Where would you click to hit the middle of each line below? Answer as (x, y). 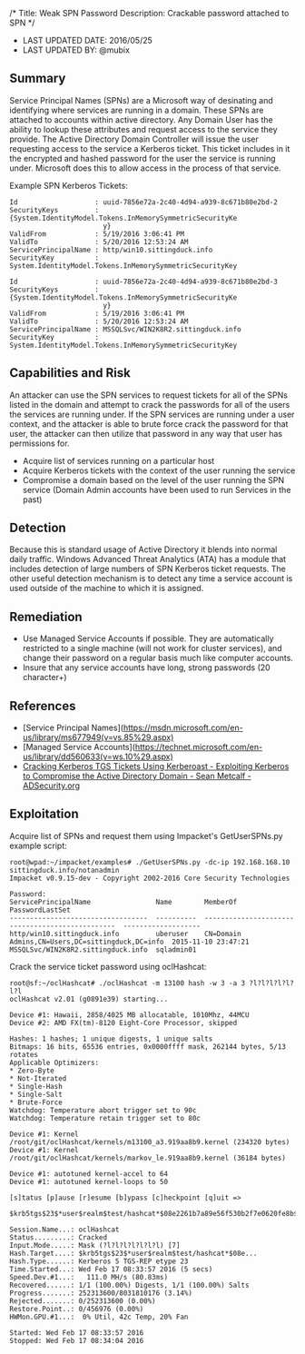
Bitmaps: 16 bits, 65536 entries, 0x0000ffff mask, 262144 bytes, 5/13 (148, 1047)
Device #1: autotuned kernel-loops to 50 (89, 1181)
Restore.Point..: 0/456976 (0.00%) (77, 1309)
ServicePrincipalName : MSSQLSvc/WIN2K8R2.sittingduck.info (126, 329)
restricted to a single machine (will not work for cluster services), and (152, 648)
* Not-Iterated (38, 1078)
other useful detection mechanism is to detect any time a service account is (151, 578)
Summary (38, 79)
